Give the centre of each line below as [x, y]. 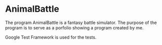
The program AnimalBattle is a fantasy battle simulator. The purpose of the [81, 22]
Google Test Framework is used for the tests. [51, 37]
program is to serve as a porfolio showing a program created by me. [74, 27]
